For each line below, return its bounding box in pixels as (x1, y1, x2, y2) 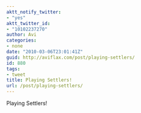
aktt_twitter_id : (6, 20, 51, 26)
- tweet (6, 71, 26, 78)
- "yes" (6, 15, 26, 21)
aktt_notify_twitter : (6, 9, 62, 15)
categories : (6, 37, 37, 43)
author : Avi (6, 32, 37, 38)
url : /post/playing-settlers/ (6, 83, 84, 89)
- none (6, 43, 23, 49)
